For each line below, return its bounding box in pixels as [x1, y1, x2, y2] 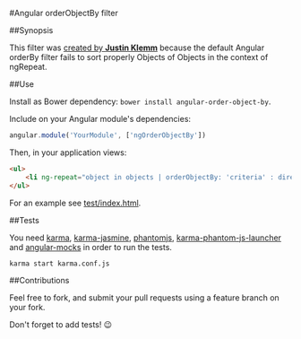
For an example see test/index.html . [9, 197, 142, 208]
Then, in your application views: [9, 147, 127, 158]
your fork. [9, 301, 46, 312]
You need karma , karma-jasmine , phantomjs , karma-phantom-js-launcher [9, 232, 282, 243]
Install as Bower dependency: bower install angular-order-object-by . [9, 96, 271, 107]
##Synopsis [9, 25, 54, 35]
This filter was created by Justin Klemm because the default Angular [9, 42, 265, 53]
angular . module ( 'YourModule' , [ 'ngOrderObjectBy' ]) [9, 131, 206, 140]
